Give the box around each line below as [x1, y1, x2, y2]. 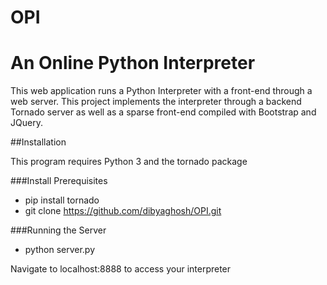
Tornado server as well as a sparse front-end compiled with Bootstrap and [10, 106, 317, 118]
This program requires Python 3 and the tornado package [10, 156, 248, 168]
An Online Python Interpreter [10, 52, 256, 75]
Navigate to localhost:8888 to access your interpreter [10, 263, 232, 275]
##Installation [10, 136, 67, 148]
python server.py [24, 244, 96, 256]
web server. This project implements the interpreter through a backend [10, 96, 302, 108]
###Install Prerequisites [10, 175, 108, 187]
